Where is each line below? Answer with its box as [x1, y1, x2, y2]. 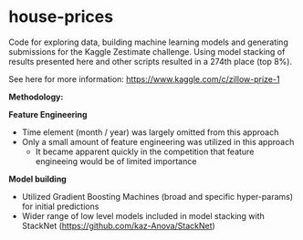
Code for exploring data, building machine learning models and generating [8, 37, 288, 47]
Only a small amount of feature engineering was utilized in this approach [21, 136, 295, 147]
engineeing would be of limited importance [35, 155, 197, 166]
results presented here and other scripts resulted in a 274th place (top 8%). [8, 56, 293, 67]
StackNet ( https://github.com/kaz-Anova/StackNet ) [21, 220, 215, 231]
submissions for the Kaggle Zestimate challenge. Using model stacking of [8, 46, 286, 57]
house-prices [8, 6, 114, 27]
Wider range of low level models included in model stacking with [21, 210, 266, 221]
